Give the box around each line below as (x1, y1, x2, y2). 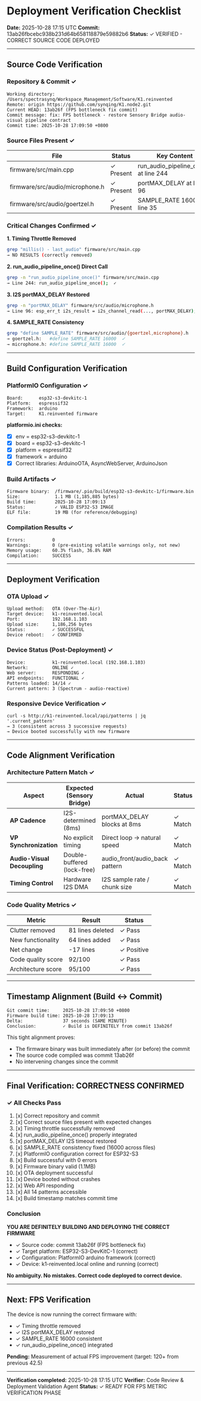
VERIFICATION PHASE (7, 1389, 61, 1396)
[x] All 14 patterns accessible (15, 1188, 87, 1195)
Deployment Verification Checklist (7, 4, 181, 18)
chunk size (101, 882, 132, 891)
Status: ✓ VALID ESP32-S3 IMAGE (7, 504, 114, 510)
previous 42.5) (7, 1359, 43, 1366)
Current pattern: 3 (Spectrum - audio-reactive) (7, 685, 130, 691)
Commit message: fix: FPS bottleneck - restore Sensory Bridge (7, 112, 168, 118)
